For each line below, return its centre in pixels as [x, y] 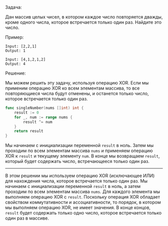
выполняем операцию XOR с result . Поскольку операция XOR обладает [82, 197]
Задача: [13, 7]
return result [29, 131]
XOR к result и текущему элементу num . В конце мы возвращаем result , [82, 156]
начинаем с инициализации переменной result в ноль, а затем [73, 186]
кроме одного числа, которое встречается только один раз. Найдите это [83, 22]
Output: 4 [15, 64]
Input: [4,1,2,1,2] [25, 59]
